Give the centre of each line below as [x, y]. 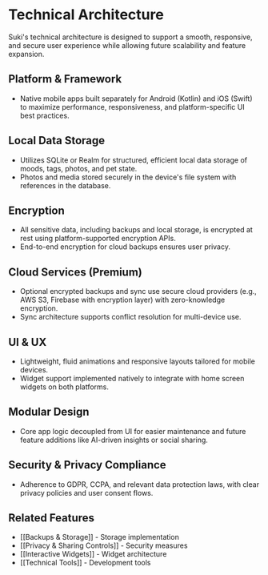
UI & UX [28, 342]
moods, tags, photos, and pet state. [78, 168]
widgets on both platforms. [64, 387]
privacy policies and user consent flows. [86, 493]
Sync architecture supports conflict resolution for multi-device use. [130, 317]
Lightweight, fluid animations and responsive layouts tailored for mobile [138, 361]
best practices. [44, 115]
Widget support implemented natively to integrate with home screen [132, 378]
